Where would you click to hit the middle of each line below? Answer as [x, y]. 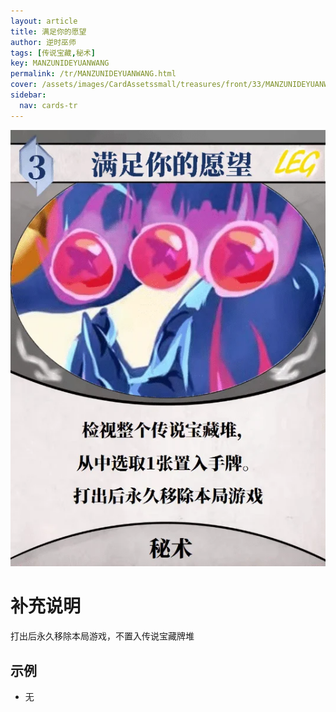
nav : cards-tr [48, 105]
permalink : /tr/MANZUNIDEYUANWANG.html [93, 74]
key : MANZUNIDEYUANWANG [60, 63]
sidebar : [28, 95]
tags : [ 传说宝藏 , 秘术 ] [53, 53]
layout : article [44, 21]
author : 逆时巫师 [43, 42]
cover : [24, 85]
